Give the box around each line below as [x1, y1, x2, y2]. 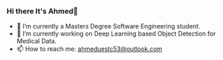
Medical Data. [16, 37, 57, 45]
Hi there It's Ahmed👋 [6, 6, 78, 16]
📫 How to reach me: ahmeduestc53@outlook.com [16, 45, 163, 53]
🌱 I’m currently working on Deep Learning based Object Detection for [16, 29, 216, 38]
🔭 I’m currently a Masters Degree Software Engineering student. [16, 22, 201, 31]
